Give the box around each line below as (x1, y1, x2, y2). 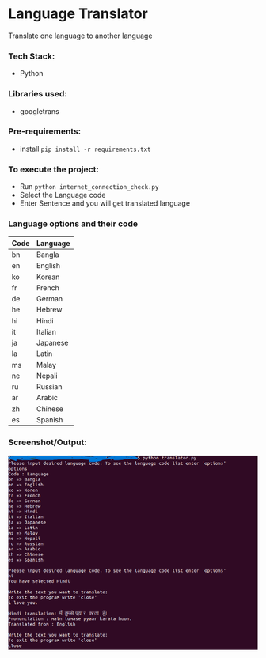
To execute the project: (8, 164, 99, 175)
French (36, 282, 59, 293)
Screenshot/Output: (8, 437, 87, 448)
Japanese (36, 338, 69, 348)
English (36, 261, 61, 270)
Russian (36, 382, 63, 391)
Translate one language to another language (8, 31, 153, 40)
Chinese (36, 404, 63, 414)
